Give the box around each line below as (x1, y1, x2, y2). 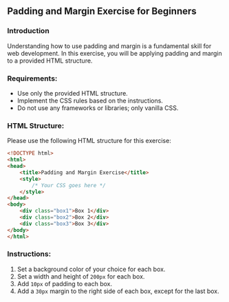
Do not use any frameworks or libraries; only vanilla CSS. (17, 103, 179, 112)
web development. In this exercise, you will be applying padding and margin (7, 49, 222, 57)
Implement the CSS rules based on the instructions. (17, 96, 164, 105)
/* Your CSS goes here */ (32, 182, 107, 188)
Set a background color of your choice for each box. (17, 265, 166, 273)
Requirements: (7, 74, 58, 83)
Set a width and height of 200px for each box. (17, 272, 145, 281)
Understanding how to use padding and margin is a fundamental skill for (7, 41, 212, 50)
